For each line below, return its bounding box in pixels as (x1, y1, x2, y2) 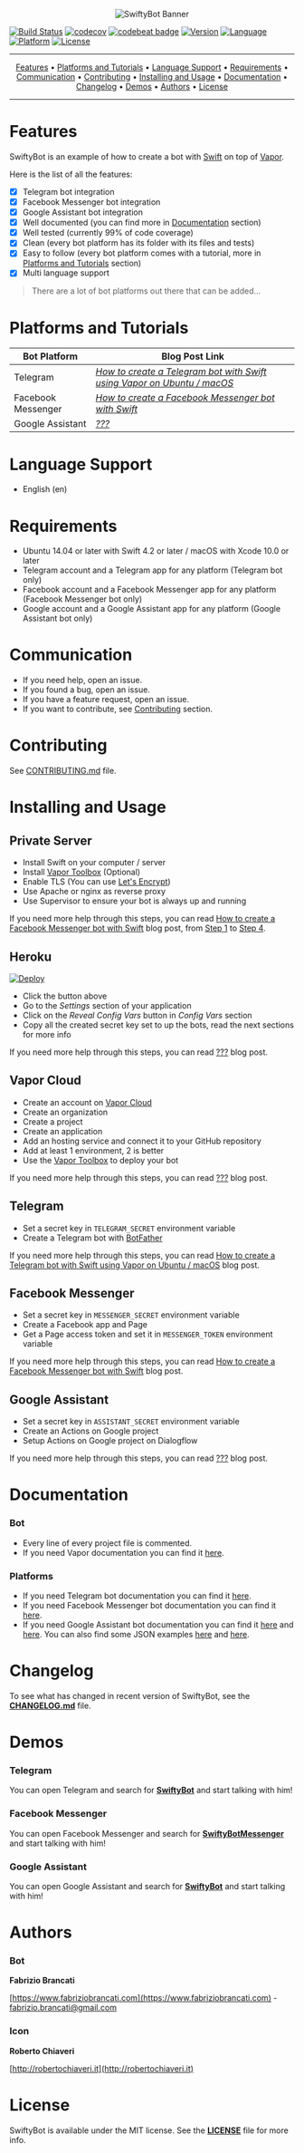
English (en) (22, 484, 68, 495)
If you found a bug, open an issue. (22, 684, 151, 695)
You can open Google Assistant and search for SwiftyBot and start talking (9, 1880, 286, 1891)
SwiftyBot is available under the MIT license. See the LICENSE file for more (9, 2125, 290, 2136)
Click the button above (22, 990, 108, 1001)
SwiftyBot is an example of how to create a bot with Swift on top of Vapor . (9, 150, 285, 162)
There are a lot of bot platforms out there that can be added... (31, 285, 261, 296)
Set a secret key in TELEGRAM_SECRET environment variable (22, 1222, 236, 1233)
